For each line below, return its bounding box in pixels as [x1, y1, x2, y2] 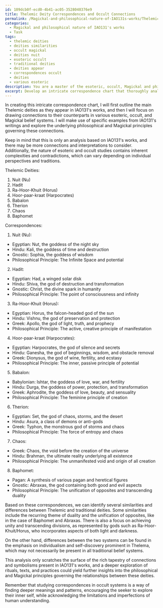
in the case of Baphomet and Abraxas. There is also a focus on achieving [5, 517, 151, 524]
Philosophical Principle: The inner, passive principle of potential [12, 360, 139, 366]
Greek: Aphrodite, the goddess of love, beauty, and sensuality [12, 389, 136, 395]
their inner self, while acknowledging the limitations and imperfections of [5, 592, 150, 598]
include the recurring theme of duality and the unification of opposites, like [5, 513, 154, 518]
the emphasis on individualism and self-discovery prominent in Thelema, [5, 543, 150, 549]
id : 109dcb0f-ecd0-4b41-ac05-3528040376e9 [5, 7, 92, 12]
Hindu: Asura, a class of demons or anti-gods [12, 418, 103, 424]
